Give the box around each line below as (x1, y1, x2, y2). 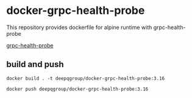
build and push (6, 59, 64, 70)
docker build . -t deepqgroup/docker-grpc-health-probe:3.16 (6, 75, 165, 82)
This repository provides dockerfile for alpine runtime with (6, 24, 152, 31)
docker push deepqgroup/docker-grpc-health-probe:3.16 (6, 86, 149, 92)
